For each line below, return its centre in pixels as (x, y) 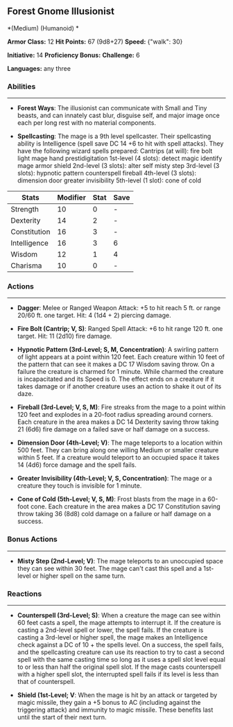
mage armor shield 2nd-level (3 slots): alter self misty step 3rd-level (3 (118, 166)
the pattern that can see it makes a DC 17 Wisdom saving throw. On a (116, 364)
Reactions (25, 594)
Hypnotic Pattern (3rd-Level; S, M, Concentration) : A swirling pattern (118, 350)
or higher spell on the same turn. (79, 576)
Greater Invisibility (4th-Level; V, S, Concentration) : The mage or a (115, 479)
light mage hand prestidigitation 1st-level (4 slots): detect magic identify (120, 158)
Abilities (21, 86)
